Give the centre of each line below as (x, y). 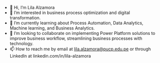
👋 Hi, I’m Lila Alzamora (32, 8)
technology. (22, 43)
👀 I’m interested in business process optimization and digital (70, 13)
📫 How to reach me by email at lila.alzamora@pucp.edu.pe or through (80, 49)
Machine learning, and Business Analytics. (52, 28)
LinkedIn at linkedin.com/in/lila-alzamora (50, 56)
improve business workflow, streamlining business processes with (76, 38)
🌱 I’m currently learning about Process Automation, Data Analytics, (76, 23)
